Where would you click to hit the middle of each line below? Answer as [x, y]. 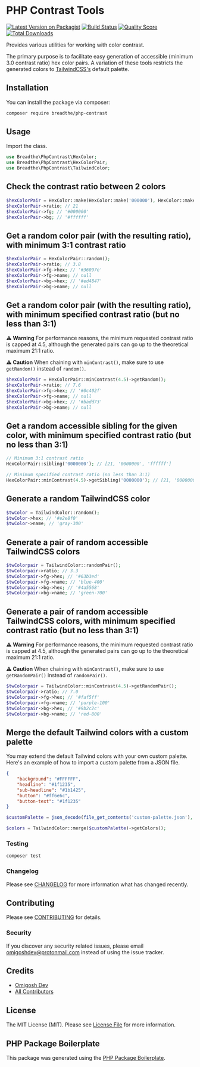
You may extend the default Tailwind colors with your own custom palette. [97, 756]
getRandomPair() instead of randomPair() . [57, 676]
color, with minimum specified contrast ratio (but [99, 435]
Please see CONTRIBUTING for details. [54, 917]
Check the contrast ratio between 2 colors [86, 186]
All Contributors [34, 992]
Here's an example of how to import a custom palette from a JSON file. [93, 763]
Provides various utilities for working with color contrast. [75, 45]
